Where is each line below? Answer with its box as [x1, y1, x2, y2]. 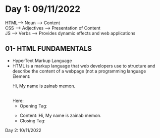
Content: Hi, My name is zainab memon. [19, 112, 102, 118]
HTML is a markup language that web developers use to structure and [12, 63, 156, 69]
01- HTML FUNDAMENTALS [5, 44, 92, 53]
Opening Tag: [19, 103, 48, 109]
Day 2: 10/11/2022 [5, 127, 42, 133]
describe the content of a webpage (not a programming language [12, 68, 146, 74]
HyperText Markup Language [12, 58, 72, 64]
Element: [12, 73, 31, 79]
